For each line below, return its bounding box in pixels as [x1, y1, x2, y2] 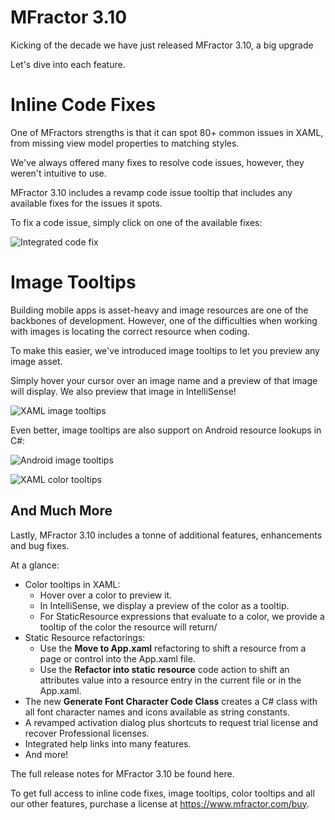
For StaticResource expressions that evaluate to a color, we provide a [39, 610, 325, 622]
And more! [24, 748, 69, 760]
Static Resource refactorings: [24, 631, 146, 643]
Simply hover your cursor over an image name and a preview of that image [10, 374, 318, 386]
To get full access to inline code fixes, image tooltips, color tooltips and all [10, 787, 315, 799]
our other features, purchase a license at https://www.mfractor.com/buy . [10, 797, 310, 810]
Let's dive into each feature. [10, 58, 126, 70]
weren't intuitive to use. [10, 167, 107, 179]
